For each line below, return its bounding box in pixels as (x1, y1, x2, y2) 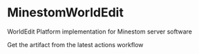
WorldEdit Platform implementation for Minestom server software (7, 27, 192, 36)
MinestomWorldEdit (7, 5, 124, 21)
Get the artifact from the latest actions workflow (7, 40, 144, 49)
